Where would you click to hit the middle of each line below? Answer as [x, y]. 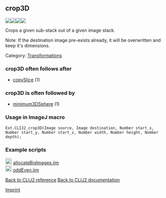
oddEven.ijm [26, 170]
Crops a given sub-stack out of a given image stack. [60, 30]
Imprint [13, 190]
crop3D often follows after [39, 68]
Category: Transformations [34, 55]
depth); [14, 137]
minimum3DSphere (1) [36, 104]
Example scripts [26, 150]
